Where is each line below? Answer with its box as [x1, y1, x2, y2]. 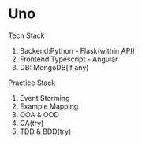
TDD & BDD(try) [19, 127, 72, 136]
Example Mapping [19, 102, 79, 111]
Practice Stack [8, 78, 56, 87]
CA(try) [19, 118, 44, 127]
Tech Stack [8, 31, 45, 40]
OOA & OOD [19, 109, 59, 119]
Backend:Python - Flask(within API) [19, 46, 136, 55]
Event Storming [19, 93, 70, 102]
